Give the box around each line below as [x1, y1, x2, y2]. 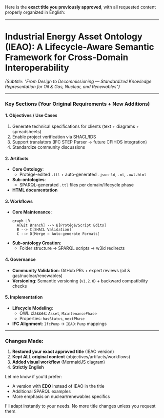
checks [12, 283, 27, 289]
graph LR [12, 219, 30, 224]
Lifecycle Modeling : [12, 305, 53, 311]
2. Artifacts [5, 155, 29, 161]
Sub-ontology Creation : [12, 240, 61, 246]
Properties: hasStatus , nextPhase [19, 315, 85, 321]
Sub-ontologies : [12, 177, 46, 183]
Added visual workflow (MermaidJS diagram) [12, 359, 105, 365]
